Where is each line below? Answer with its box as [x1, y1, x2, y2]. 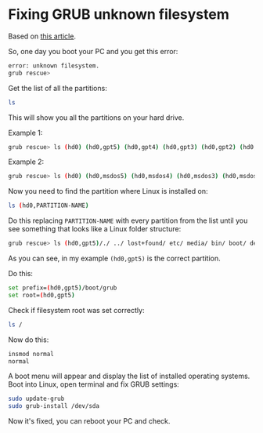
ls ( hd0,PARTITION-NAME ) [8, 202, 89, 209]
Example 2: [8, 157, 45, 166]
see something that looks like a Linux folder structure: [8, 224, 182, 234]
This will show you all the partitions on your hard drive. [8, 112, 185, 122]
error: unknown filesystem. [8, 61, 100, 70]
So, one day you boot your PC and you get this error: [8, 46, 178, 56]
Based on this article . [8, 31, 77, 41]
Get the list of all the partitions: [8, 83, 107, 93]
